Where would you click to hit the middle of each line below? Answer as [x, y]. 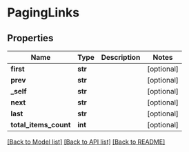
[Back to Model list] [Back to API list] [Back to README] [86, 142]
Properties [30, 38]
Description [121, 57]
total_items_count [41, 125]
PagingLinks [43, 13]
